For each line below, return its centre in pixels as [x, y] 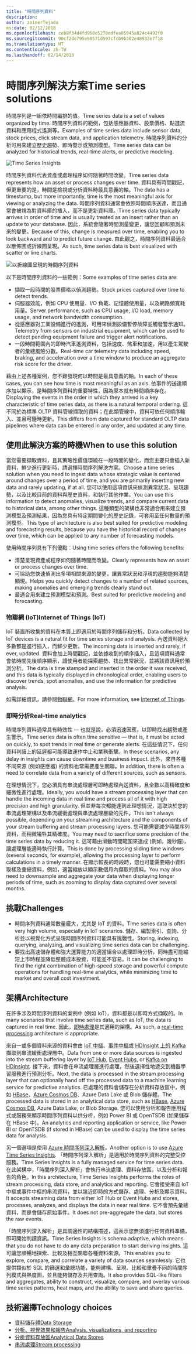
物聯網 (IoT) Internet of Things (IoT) [56, 617]
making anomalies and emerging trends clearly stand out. [83, 588]
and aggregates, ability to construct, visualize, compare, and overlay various [98, 1281]
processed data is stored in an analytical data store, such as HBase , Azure [95, 1101]
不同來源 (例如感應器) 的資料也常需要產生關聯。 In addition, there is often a [95, 766]
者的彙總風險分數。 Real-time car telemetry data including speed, [92, 351]
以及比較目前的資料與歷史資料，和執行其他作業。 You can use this [95, 495]
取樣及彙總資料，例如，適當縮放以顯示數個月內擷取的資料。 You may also [94, 869]
